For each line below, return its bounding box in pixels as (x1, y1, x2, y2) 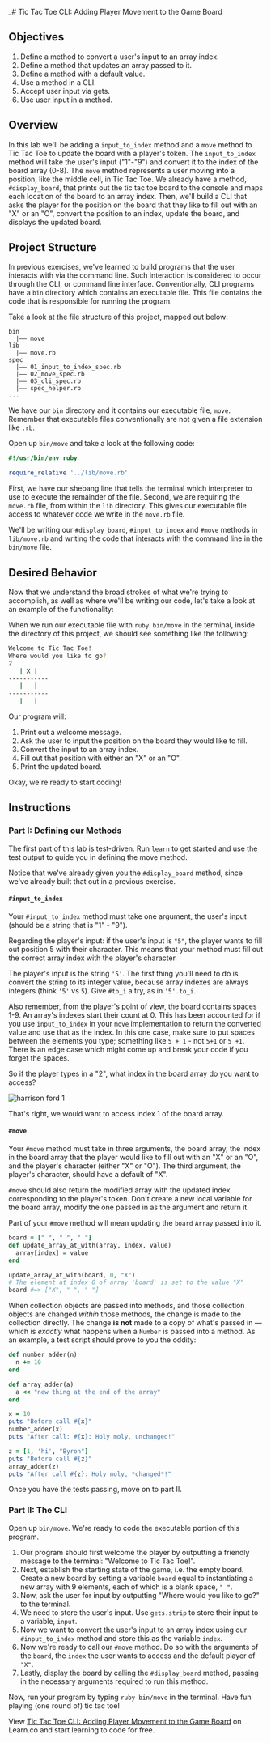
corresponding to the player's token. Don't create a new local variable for (8, 1194, 252, 1204)
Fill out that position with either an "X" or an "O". (19, 753, 182, 763)
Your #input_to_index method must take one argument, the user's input (8, 911, 247, 921)
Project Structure (8, 240, 97, 254)
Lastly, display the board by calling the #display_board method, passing (19, 1668, 259, 1677)
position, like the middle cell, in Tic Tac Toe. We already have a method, (8, 174, 247, 184)
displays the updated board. (8, 217, 103, 227)
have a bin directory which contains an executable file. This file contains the (8, 287, 263, 298)
